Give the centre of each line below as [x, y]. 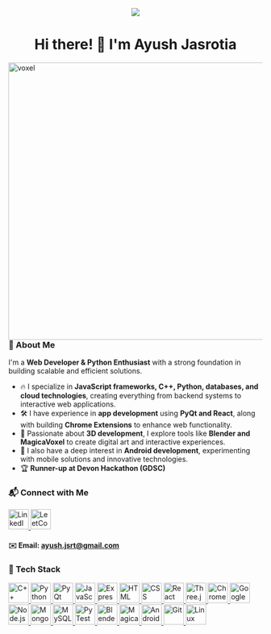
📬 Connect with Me [48, 493]
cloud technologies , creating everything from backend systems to [131, 396]
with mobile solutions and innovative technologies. [104, 459]
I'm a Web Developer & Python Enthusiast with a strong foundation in [125, 362]
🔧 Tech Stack [35, 569]
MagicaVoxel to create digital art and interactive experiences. [123, 442]
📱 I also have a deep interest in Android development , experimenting [135, 451]
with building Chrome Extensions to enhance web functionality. [126, 425]
